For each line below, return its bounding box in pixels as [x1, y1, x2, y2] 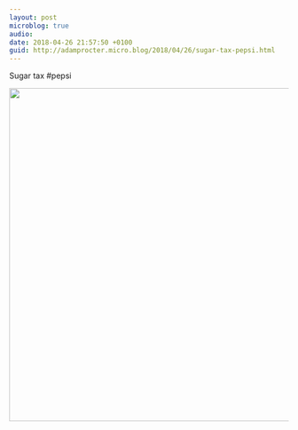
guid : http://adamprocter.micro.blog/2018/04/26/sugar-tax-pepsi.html [9, 46, 276, 55]
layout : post [9, 12, 58, 22]
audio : [9, 29, 34, 38]
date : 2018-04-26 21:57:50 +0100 [9, 37, 133, 47]
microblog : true [9, 21, 69, 30]
